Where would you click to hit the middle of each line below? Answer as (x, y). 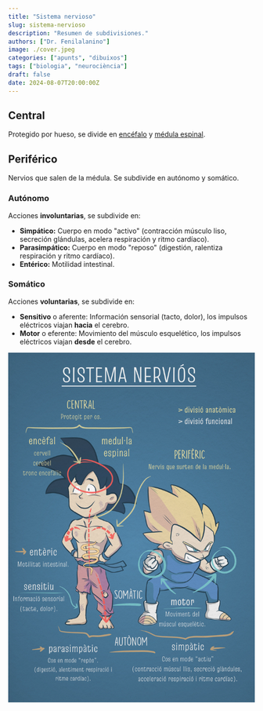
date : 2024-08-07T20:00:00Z (54, 82)
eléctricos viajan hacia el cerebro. (74, 325)
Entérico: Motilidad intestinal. (67, 264)
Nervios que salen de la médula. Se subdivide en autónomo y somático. (124, 178)
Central (27, 116)
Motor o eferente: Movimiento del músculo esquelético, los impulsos (130, 333)
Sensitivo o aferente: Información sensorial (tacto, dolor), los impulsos (133, 316)
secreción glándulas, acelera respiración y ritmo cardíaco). (114, 239)
